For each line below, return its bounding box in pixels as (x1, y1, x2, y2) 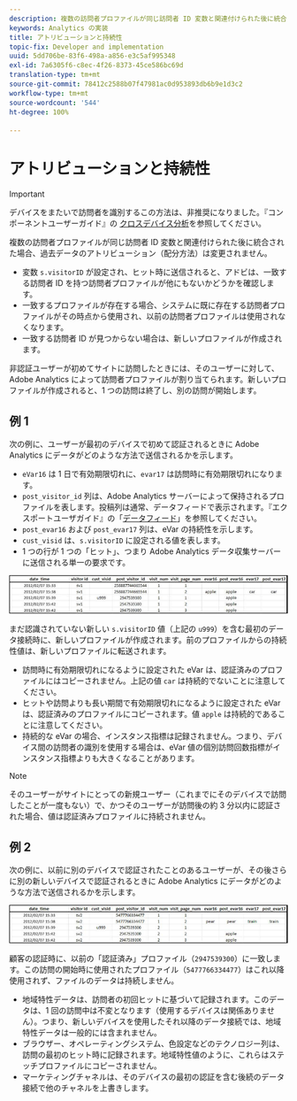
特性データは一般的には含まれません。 (21, 1028, 162, 1038)
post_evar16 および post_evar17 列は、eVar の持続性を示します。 (21, 524, 258, 535)
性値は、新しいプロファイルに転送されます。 (9, 646, 171, 657)
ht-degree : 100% (9, 107, 69, 117)
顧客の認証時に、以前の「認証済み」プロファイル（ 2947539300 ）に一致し (9, 953, 274, 964)
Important (9, 189, 45, 199)
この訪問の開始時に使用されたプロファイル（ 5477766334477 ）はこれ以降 (23, 965, 285, 975)
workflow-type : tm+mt (9, 89, 89, 97)
